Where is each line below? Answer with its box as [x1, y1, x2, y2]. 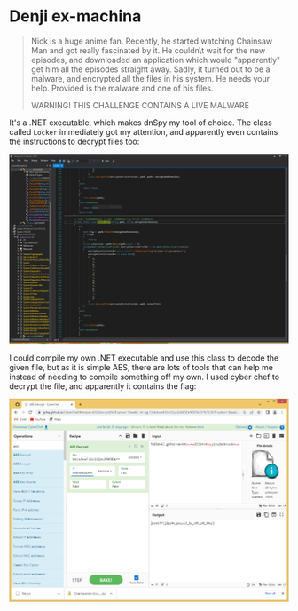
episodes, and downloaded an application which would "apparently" [30, 54, 281, 65]
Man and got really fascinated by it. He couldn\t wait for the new [30, 44, 266, 55]
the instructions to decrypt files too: [9, 136, 140, 147]
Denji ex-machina [9, 6, 142, 27]
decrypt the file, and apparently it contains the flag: [9, 381, 197, 392]
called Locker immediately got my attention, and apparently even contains [9, 126, 278, 137]
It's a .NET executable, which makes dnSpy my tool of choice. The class [9, 117, 272, 128]
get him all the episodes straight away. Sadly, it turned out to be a [30, 64, 271, 75]
